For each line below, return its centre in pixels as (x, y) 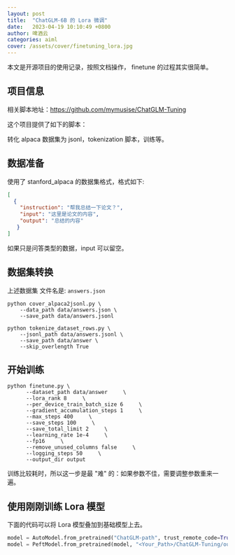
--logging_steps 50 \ (63, 454)
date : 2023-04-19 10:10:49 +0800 (59, 27)
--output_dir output (56, 460)
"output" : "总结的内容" (52, 221)
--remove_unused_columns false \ (81, 448)
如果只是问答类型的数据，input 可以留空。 (67, 248)
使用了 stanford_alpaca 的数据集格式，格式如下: (76, 181)
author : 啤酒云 (28, 33)
